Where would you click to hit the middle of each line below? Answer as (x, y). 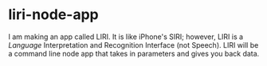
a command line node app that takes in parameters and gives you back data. (134, 53)
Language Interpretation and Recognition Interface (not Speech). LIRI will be (133, 45)
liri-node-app (53, 15)
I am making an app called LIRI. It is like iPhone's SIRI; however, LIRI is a (126, 37)
